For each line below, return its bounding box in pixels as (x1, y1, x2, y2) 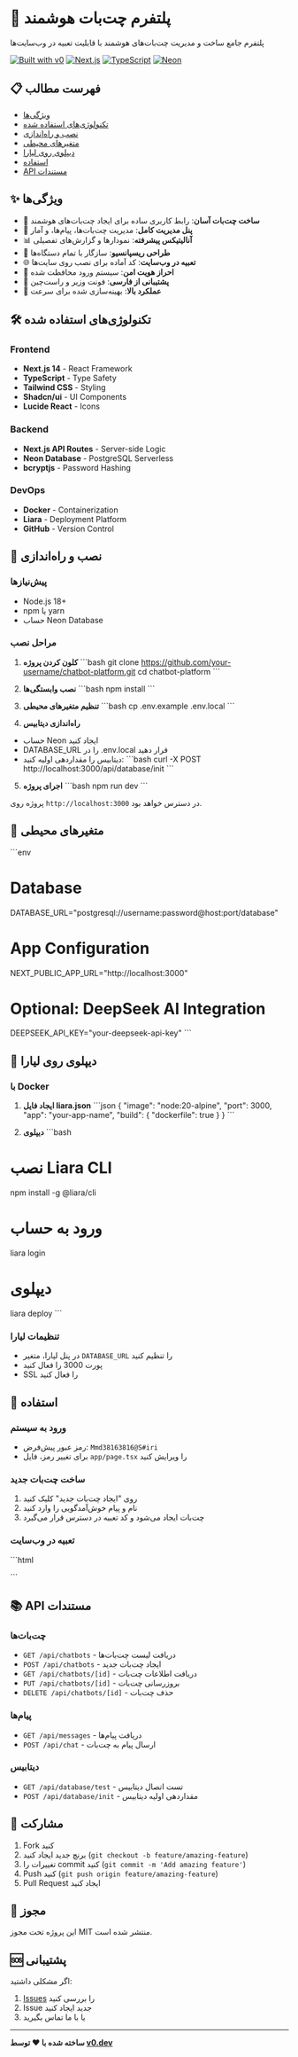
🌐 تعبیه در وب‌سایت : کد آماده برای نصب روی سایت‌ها (22, 256, 196, 267)
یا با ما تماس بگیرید (22, 2012, 86, 2022)
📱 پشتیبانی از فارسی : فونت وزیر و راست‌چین (22, 276, 170, 286)
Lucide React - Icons (22, 401, 101, 411)
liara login (10, 1247, 46, 1258)
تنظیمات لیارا (10, 1330, 60, 1342)
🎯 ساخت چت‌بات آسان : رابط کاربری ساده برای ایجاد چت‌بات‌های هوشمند (22, 215, 260, 225)
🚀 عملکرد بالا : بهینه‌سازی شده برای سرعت (22, 285, 162, 296)
